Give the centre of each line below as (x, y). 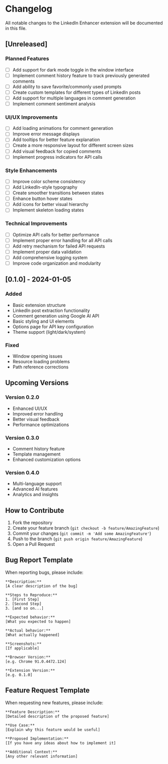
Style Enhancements (31, 170)
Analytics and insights (36, 495)
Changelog (29, 9)
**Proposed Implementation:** (37, 739)
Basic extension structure (39, 305)
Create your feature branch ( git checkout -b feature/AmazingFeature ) (86, 528)
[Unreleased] (26, 44)
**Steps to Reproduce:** (31, 595)
